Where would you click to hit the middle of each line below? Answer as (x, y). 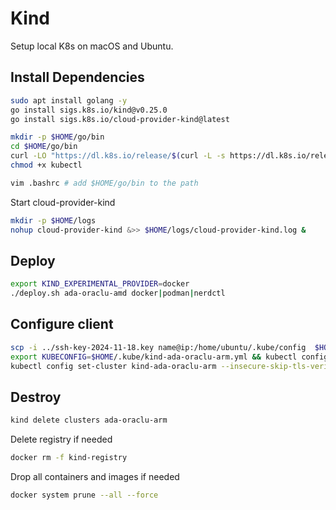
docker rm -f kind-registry (69, 458)
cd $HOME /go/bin (44, 147)
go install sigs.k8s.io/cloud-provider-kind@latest (120, 119)
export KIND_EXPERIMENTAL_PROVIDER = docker (100, 284)
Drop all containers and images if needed (95, 477)
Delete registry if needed (61, 439)
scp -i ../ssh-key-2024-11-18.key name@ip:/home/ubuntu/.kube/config (158, 347)
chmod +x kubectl (46, 165)
